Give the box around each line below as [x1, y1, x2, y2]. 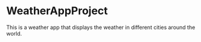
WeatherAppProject [6, 4, 108, 18]
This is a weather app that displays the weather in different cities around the [6, 24, 196, 31]
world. [6, 30, 22, 37]
